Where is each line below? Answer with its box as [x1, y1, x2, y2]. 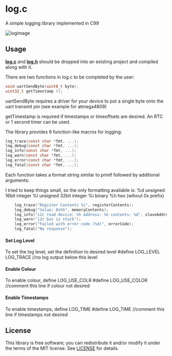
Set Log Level [5, 237, 35, 244]
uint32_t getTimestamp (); [5, 88, 63, 94]
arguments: [5, 177, 30, 183]
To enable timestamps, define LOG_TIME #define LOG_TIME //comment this [5, 306, 165, 312]
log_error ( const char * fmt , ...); [5, 157, 79, 163]
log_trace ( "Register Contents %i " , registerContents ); [14, 202, 134, 208]
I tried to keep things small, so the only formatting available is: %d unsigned [5, 187, 165, 193]
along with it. [5, 64, 33, 70]
